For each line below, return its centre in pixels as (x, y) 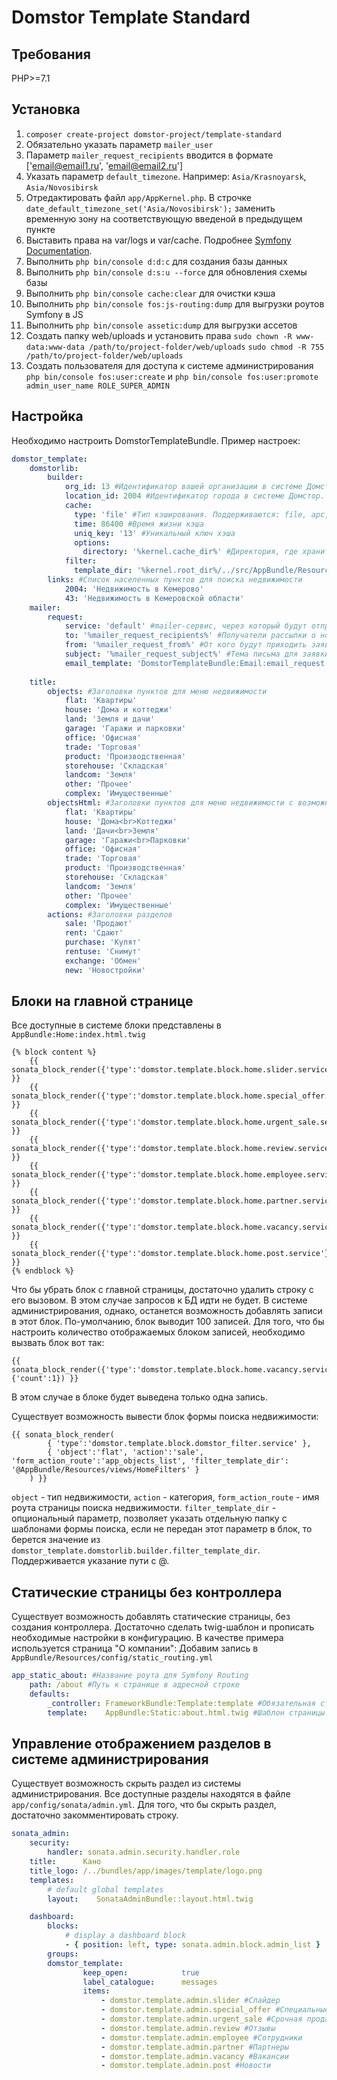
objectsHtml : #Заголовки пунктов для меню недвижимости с (170, 803)
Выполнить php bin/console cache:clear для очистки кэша (150, 293)
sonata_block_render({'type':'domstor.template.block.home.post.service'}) (172, 1254)
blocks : (63, 1926)
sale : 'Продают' (98, 924)
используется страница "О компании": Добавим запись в (135, 1648)
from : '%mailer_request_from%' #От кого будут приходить (186, 645)
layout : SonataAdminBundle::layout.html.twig (150, 1899)
